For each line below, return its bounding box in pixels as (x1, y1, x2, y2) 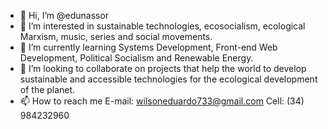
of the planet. (19, 84, 76, 95)
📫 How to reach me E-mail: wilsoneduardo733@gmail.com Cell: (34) (19, 95, 305, 107)
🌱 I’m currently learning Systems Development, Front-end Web (19, 41, 278, 53)
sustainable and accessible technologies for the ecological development (19, 73, 318, 85)
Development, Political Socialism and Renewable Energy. (19, 52, 254, 64)
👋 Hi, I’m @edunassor (19, 10, 110, 21)
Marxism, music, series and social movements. (19, 31, 213, 42)
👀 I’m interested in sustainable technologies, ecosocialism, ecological (19, 20, 306, 32)
